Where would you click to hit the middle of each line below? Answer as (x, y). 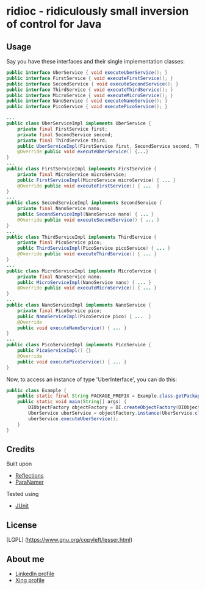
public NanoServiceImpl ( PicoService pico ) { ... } (84, 316)
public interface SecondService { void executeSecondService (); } (92, 84)
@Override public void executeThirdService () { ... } (87, 254)
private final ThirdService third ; (63, 140)
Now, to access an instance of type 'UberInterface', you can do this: (92, 379)
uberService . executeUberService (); (74, 419)
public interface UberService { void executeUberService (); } (87, 73)
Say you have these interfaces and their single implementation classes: (95, 61)
